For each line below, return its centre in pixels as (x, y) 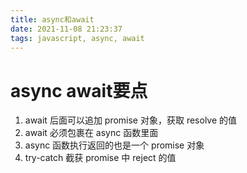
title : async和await (52, 19)
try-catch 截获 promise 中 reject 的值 (100, 158)
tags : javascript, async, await (77, 38)
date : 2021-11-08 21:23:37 (66, 29)
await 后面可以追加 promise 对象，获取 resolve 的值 (131, 120)
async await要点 (79, 90)
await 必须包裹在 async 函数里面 (91, 133)
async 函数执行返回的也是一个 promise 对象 (114, 145)
